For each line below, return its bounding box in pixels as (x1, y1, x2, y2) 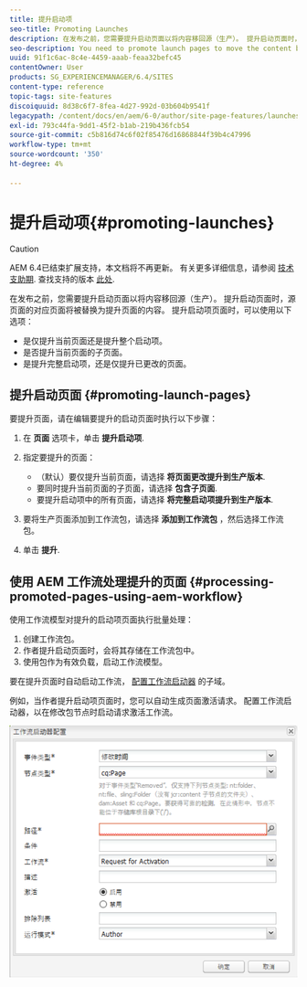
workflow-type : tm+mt (9, 140, 92, 150)
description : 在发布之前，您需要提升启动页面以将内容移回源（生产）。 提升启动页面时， (9, 34, 302, 43)
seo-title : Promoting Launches (9, 24, 129, 34)
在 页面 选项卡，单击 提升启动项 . (22, 432, 144, 443)
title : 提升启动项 (9, 15, 73, 24)
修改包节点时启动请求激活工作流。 (48, 706, 178, 717)
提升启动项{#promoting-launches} (9, 212, 275, 233)
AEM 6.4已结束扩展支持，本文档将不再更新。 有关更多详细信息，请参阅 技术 (9, 261, 294, 273)
